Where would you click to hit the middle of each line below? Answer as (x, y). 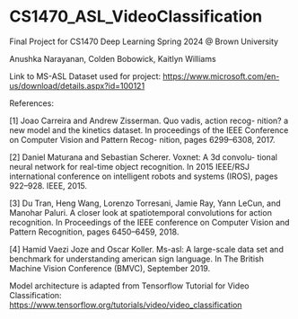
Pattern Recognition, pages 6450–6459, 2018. (94, 232)
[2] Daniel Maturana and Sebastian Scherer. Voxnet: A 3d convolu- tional (144, 157)
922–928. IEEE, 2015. (48, 185)
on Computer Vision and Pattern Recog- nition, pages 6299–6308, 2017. (142, 139)
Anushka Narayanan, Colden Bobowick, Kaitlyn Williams (113, 58)
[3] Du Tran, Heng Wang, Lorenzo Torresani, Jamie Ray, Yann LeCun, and (145, 203)
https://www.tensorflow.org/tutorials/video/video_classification (126, 305)
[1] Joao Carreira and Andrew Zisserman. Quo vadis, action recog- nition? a (149, 120)
